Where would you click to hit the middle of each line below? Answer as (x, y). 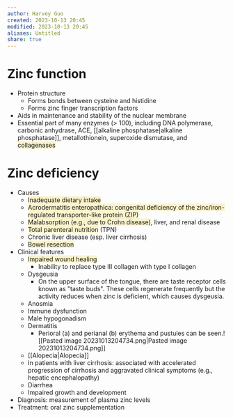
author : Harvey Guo (35, 14)
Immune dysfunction (57, 311)
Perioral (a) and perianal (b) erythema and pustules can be (122, 333)
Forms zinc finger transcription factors (83, 108)
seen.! (216, 333)
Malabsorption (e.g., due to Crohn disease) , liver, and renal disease (124, 222)
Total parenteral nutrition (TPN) (72, 230)
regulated (41, 215)
